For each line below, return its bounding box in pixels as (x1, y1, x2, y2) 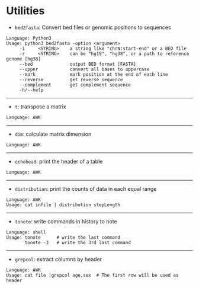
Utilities (6, 4, 45, 18)
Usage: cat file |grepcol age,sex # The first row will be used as (6, 272, 179, 278)
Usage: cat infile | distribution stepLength (6, 201, 120, 208)
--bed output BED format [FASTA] (19, 61, 136, 67)
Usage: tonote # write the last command (6, 234, 120, 241)
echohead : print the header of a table (14, 158, 103, 165)
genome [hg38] (6, 56, 41, 62)
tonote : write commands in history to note (14, 217, 117, 225)
